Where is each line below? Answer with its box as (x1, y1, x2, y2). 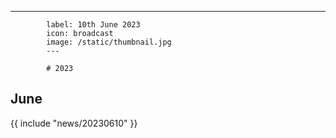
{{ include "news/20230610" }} (10, 117, 138, 129)
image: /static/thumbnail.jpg (46, 37, 172, 47)
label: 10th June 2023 (46, 20, 141, 30)
